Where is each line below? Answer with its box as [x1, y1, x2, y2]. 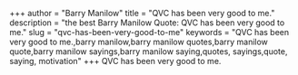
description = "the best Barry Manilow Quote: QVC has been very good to [9, 17, 285, 28]
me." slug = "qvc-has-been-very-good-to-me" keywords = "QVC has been [9, 27, 289, 37]
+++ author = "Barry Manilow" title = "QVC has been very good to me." [9, 8, 275, 18]
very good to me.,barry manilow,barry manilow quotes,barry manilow [9, 36, 268, 47]
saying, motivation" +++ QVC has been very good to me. [9, 56, 222, 66]
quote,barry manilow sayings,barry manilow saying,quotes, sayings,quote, [9, 46, 288, 57]
